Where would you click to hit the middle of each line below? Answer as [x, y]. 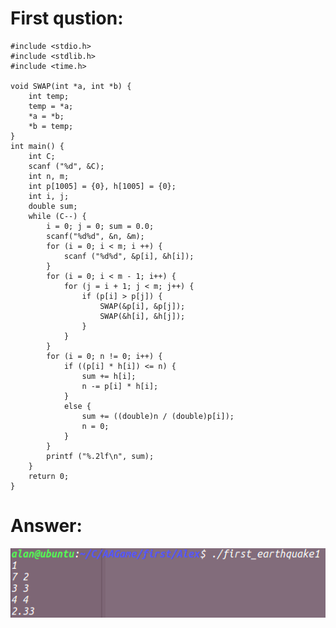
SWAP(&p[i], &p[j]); [142, 306]
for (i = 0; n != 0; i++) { [104, 356]
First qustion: [67, 18]
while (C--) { [57, 216]
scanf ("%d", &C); [66, 166]
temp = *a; [51, 106]
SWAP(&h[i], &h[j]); [142, 316]
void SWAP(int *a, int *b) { [71, 86]
